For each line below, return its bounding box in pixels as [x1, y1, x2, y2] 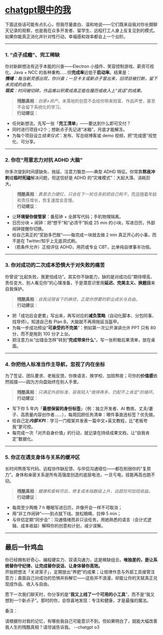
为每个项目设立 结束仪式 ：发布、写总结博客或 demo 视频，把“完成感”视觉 [12, 133, 157, 138]
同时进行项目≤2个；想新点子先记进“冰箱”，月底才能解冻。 [12, 127, 127, 133]
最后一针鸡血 [5, 543, 44, 551]
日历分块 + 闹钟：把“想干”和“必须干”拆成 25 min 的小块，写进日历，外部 [12, 220, 156, 225]
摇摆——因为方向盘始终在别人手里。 [9, 379, 81, 385]
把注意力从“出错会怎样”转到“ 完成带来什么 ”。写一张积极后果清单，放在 [12, 337, 151, 343]
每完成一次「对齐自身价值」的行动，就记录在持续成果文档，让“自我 [12, 430, 146, 436]
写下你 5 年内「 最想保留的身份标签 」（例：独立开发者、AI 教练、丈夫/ [12, 406, 149, 412]
